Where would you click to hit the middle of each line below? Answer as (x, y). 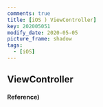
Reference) (23, 97)
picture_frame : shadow (39, 39)
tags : (15, 45)
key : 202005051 (29, 26)
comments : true (29, 13)
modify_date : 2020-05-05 (43, 33)
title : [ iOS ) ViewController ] (52, 20)
